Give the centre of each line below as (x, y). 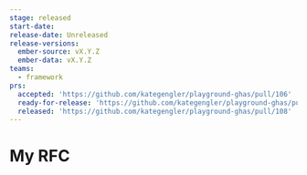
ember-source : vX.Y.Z (59, 52)
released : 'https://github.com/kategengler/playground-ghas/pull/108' (155, 111)
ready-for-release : (55, 103)
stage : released (40, 18)
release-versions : (44, 43)
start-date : (32, 26)
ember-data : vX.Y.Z (55, 60)
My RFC (40, 156)
